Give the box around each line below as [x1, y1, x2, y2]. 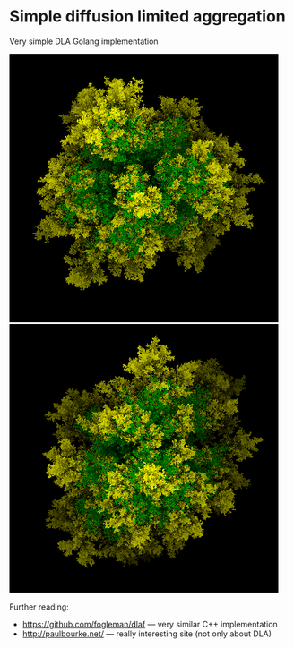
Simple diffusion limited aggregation [9, 6, 287, 27]
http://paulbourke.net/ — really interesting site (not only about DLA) [22, 628, 272, 639]
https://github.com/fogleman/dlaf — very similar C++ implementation [22, 618, 278, 629]
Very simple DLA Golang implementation [9, 36, 159, 47]
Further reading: [9, 601, 69, 612]
